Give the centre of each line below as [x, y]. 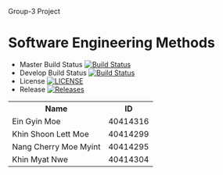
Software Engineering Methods [111, 43]
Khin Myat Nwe [40, 159]
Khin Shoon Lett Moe [51, 134]
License [32, 80]
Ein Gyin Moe [36, 121]
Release [32, 89]
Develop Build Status [53, 73]
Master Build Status [51, 64]
